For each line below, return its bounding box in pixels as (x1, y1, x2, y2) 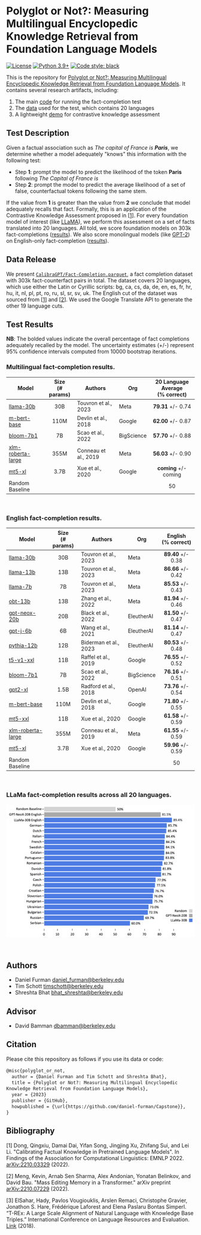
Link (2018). (6, 1222, 36, 1229)
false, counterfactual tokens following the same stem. (14, 187, 148, 194)
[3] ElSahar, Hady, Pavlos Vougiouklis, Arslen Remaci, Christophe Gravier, (6, 1197, 188, 1204)
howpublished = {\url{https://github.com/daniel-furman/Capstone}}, (11, 1103, 186, 1109)
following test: (6, 157, 41, 164)
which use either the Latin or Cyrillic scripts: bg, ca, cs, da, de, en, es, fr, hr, (6, 283, 193, 290)
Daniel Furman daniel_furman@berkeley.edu (14, 977, 124, 984)
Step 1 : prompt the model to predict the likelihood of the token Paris (14, 168, 182, 175)
